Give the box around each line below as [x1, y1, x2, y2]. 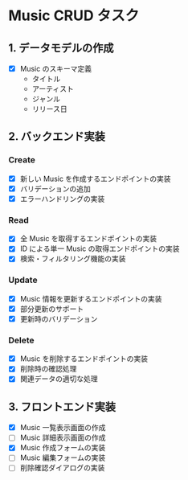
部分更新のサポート [19, 304, 84, 314]
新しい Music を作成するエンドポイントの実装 [19, 174, 171, 183]
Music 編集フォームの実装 [19, 453, 106, 462]
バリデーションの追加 [19, 183, 91, 193]
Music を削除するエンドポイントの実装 [19, 354, 149, 363]
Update [8, 274, 38, 285]
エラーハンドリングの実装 [19, 194, 105, 203]
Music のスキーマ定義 [19, 64, 92, 73]
